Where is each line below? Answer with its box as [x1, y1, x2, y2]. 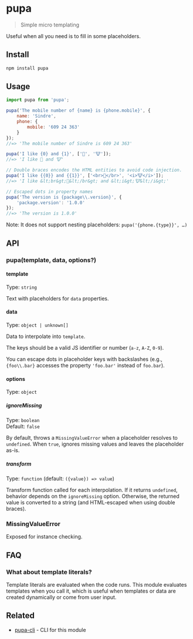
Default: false [6, 423, 40, 430]
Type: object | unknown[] [6, 321, 69, 328]
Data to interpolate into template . [6, 333, 86, 340]
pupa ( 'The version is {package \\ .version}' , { [6, 194, 122, 200]
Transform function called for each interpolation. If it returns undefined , [6, 487, 178, 494]
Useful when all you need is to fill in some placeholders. [6, 32, 141, 39]
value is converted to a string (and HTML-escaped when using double [6, 499, 175, 506]
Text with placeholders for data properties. [6, 295, 109, 302]
